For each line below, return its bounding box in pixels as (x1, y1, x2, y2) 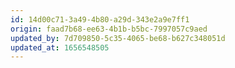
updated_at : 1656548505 (10, 42, 110, 53)
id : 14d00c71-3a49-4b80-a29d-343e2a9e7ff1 (10, 14, 190, 25)
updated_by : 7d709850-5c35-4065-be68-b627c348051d (10, 33, 226, 43)
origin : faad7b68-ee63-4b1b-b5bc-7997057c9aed (10, 24, 208, 34)
